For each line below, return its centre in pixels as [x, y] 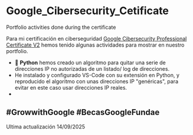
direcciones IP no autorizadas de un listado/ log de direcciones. [92, 68]
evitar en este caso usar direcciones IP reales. [71, 87]
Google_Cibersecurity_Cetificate [88, 11]
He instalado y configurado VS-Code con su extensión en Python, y [97, 75]
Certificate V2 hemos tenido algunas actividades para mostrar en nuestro [95, 45]
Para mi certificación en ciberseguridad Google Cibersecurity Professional [97, 38]
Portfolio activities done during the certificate [61, 27]
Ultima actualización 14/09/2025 [46, 126]
